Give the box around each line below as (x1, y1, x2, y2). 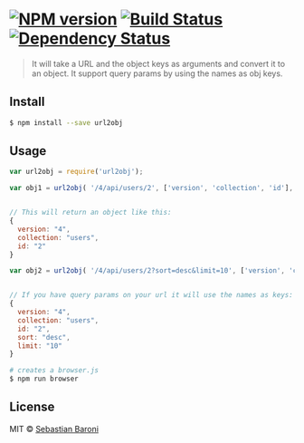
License (9, 400, 55, 415)
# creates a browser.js (9, 366, 100, 375)
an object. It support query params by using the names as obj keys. (31, 68, 283, 79)
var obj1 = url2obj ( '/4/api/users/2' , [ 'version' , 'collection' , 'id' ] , (9, 184, 294, 193)
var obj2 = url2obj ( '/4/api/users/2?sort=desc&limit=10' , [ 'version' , (9, 266, 285, 275)
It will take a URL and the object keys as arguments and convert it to (31, 58, 286, 69)
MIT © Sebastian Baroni (9, 423, 100, 434)
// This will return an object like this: (9, 208, 172, 217)
